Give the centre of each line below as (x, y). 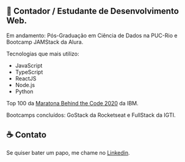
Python (24, 91)
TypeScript (29, 72)
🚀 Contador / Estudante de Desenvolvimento (92, 11)
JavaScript (29, 65)
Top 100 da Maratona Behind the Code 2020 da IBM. (72, 103)
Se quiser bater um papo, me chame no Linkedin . (68, 152)
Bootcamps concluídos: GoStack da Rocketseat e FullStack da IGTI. (91, 115)
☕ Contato (27, 135)
